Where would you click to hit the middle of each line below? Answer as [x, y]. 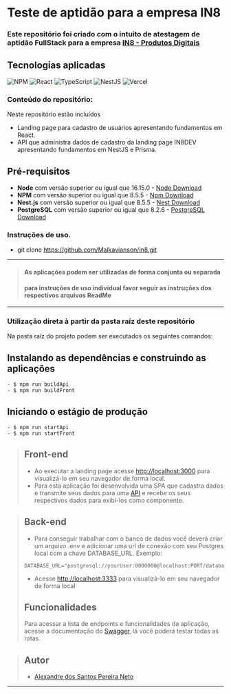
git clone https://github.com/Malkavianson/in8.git [87, 250]
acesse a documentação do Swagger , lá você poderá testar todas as [121, 631]
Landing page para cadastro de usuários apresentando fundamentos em [120, 128]
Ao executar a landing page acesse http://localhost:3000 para [122, 471]
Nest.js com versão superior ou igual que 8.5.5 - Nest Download [109, 203]
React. [26, 135]
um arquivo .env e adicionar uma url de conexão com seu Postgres [129, 545]
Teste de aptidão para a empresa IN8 [114, 13]
